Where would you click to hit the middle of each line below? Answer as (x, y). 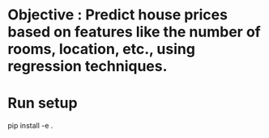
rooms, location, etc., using (102, 49)
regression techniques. (88, 67)
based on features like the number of (134, 32)
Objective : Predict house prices (118, 15)
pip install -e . (30, 126)
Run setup (43, 103)
